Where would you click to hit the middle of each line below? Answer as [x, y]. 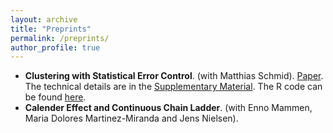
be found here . [55, 97]
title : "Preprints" [51, 29]
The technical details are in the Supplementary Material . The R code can [173, 87]
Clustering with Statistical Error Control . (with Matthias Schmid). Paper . [174, 76]
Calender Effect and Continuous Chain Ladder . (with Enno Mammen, [168, 108]
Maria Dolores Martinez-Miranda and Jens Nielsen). [131, 118]
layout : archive [44, 19]
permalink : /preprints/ [60, 38]
